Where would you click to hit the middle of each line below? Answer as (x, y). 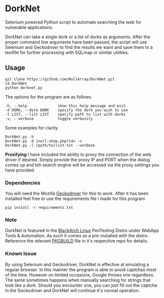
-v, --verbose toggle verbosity (49, 119)
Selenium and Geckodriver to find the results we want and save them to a (79, 47)
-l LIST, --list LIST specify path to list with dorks (65, 114)
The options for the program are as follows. (49, 97)
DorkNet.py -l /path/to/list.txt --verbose (50, 145)
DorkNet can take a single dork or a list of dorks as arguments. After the (78, 37)
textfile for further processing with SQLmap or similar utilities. (67, 52)
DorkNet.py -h (20, 137)
